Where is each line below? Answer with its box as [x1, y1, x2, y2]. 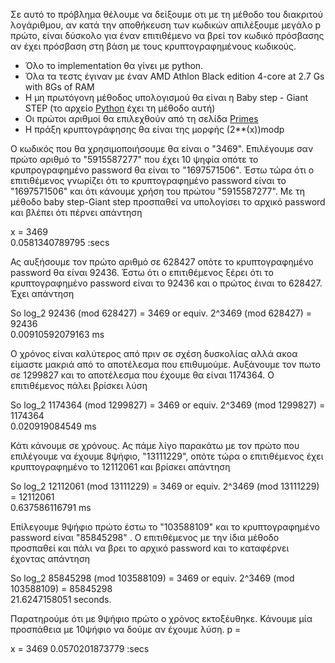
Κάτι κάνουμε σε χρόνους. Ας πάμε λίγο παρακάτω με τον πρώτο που [10, 440, 300, 451]
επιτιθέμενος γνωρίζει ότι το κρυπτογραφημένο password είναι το [10, 175, 287, 186]
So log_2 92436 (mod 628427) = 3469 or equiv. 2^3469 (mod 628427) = [10, 307, 313, 319]
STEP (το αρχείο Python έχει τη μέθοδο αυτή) [24, 102, 216, 114]
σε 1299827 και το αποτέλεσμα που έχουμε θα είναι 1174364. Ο [10, 369, 275, 381]
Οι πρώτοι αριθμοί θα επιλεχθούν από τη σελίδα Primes [24, 113, 259, 124]
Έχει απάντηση [10, 288, 75, 299]
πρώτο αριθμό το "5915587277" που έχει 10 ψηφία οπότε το [10, 154, 259, 165]
